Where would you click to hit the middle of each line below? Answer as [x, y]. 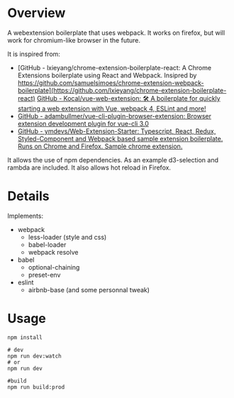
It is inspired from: [34, 54]
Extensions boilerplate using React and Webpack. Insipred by [107, 75]
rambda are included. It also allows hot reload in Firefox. [89, 167]
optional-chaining [54, 267]
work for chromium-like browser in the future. [74, 40]
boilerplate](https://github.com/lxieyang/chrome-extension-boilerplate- [122, 90]
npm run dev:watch [34, 356]
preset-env [44, 275]
